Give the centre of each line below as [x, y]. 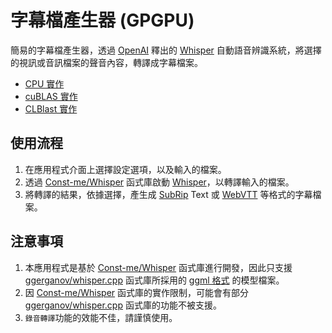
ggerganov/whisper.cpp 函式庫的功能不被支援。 [123, 305]
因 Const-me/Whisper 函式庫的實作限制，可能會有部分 [137, 292]
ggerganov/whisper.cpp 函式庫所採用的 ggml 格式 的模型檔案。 [154, 280]
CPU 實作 [44, 83]
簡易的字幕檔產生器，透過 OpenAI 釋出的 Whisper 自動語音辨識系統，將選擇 [166, 50]
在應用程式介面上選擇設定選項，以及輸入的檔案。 [125, 169]
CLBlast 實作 [51, 108]
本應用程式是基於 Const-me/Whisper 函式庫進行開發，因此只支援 [158, 267]
